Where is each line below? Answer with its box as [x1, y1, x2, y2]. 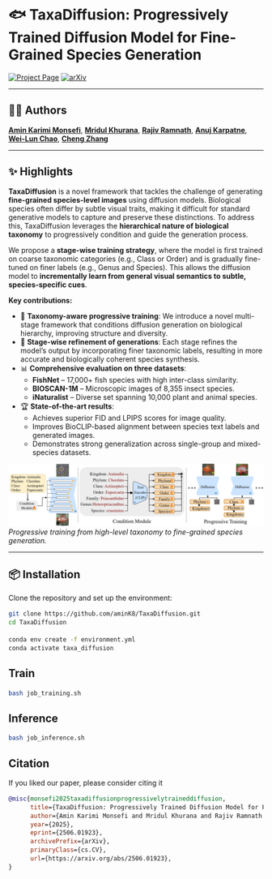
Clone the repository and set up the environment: [8, 593, 172, 603]
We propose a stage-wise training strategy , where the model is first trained [8, 245, 263, 255]
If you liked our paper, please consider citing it [8, 778, 164, 787]
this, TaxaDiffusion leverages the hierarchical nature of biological [8, 221, 229, 230]
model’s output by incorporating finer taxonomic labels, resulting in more [19, 345, 263, 355]
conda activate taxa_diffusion [8, 644, 114, 652]
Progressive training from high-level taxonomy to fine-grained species [8, 527, 243, 537]
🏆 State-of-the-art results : [19, 401, 115, 411]
